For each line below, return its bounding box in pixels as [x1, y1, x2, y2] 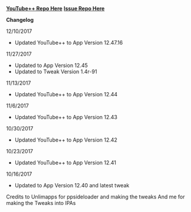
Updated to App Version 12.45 [14, 62, 88, 69]
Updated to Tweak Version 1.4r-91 [14, 68, 97, 75]
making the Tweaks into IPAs [6, 200, 76, 206]
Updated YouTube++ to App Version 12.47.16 [14, 39, 123, 46]
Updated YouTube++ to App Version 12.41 [14, 159, 117, 166]
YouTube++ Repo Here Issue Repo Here [6, 5, 105, 12]
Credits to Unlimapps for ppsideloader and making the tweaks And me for [6, 193, 185, 200]
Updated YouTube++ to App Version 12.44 [14, 91, 118, 97]
